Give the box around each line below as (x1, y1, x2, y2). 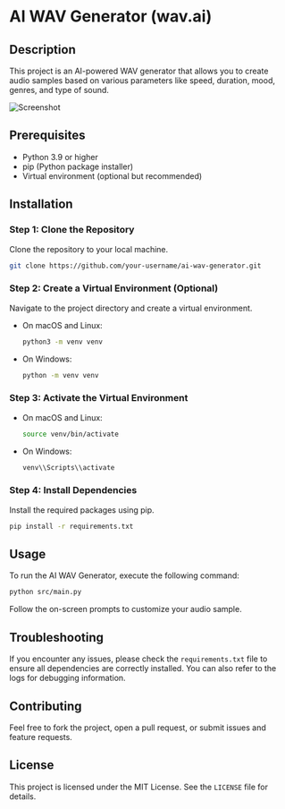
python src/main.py (9, 588, 82, 597)
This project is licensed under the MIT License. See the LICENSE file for (9, 781, 268, 792)
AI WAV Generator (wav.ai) (9, 6, 213, 27)
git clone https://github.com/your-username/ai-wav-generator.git (9, 261, 262, 270)
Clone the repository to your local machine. (9, 243, 169, 254)
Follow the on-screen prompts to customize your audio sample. (9, 604, 243, 615)
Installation (9, 197, 73, 212)
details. (9, 790, 37, 802)
